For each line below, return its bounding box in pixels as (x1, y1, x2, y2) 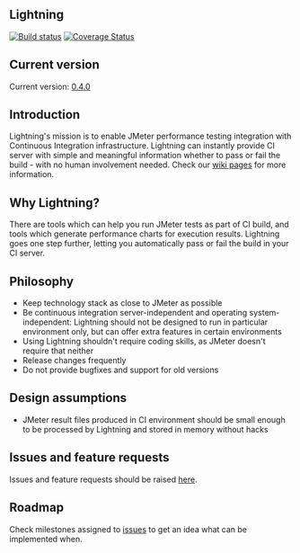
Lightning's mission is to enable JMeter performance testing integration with (9, 130, 292, 142)
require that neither (22, 345, 94, 356)
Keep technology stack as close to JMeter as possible (22, 298, 223, 308)
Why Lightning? (9, 195, 101, 210)
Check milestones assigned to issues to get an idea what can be (9, 523, 247, 534)
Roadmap (9, 500, 65, 515)
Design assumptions (9, 390, 128, 406)
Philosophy (9, 273, 75, 289)
